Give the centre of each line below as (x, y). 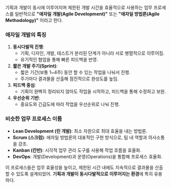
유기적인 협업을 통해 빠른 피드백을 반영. (59, 60)
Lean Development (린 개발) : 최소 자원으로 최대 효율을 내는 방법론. (80, 131)
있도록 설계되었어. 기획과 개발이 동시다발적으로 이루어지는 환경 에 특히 (84, 174)
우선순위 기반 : (26, 98)
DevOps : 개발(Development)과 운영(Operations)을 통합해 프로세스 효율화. (88, 156)
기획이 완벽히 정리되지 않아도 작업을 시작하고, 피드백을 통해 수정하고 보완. (93, 91)
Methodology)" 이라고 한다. (34, 20)
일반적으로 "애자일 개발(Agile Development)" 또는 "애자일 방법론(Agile (87, 14)
